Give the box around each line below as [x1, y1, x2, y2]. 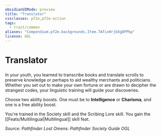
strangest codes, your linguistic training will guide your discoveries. [5, 87, 139, 93]
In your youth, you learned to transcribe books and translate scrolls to [5, 72, 144, 78]
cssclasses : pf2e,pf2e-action [5, 16, 66, 21]
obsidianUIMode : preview [5, 7, 55, 12]
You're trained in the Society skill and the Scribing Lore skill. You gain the [5, 111, 151, 117]
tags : [5, 20, 16, 26]
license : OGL [5, 34, 31, 39]
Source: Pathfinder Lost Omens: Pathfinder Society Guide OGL [5, 125, 131, 131]
